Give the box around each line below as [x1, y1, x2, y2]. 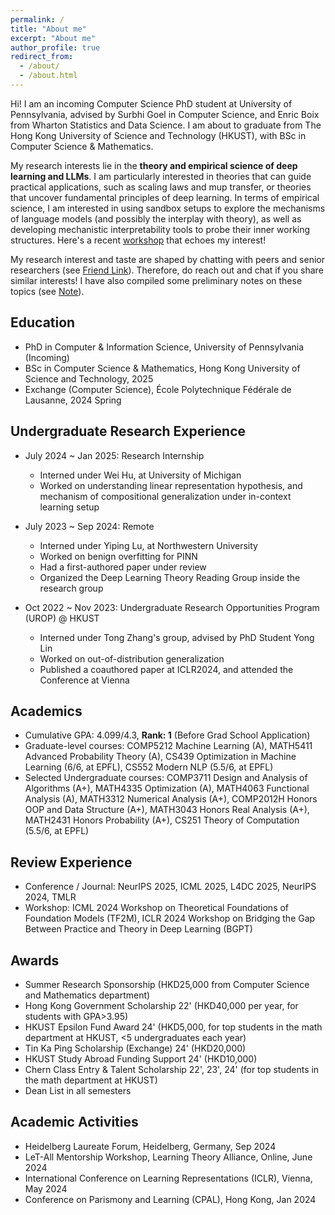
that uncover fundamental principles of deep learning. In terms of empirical [10, 191, 320, 203]
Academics [10, 702, 83, 720]
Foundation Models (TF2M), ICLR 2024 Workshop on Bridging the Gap [24, 912, 316, 925]
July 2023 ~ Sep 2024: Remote [24, 520, 155, 532]
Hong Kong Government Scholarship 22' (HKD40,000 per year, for [24, 999, 299, 1011]
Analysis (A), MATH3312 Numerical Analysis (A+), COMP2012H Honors [24, 793, 318, 805]
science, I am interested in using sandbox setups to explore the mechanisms [10, 202, 326, 214]
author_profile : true [10, 42, 101, 53]
